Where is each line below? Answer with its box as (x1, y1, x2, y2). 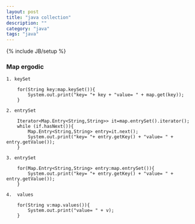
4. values (6, 192, 34, 198)
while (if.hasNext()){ (17, 124, 74, 130)
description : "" (6, 20, 47, 26)
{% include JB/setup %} (6, 47, 66, 55)
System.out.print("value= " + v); (28, 208, 114, 214)
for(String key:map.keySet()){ (17, 86, 96, 93)
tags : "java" (6, 31, 39, 37)
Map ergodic (6, 62, 44, 71)
